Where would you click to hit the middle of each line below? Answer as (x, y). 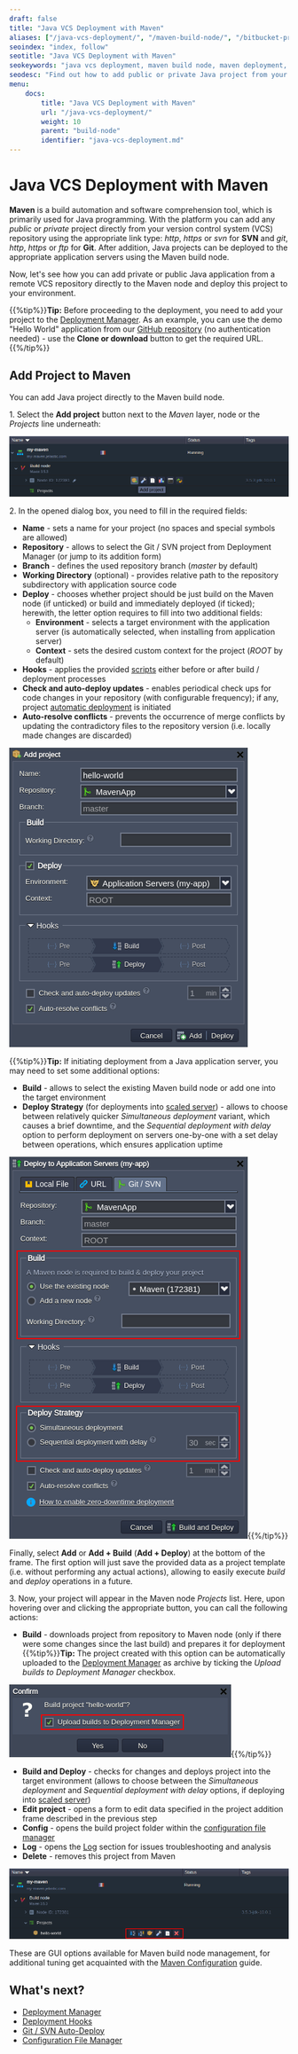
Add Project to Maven (70, 376)
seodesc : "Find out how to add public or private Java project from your (149, 75)
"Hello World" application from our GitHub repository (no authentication (140, 329)
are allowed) (45, 537)
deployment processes (64, 679)
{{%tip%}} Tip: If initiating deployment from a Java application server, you (144, 1062)
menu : (19, 84)
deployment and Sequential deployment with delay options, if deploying (153, 1791)
